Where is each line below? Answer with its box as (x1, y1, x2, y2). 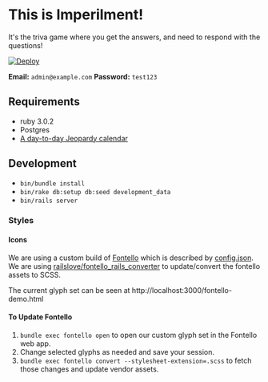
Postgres (19, 124, 50, 134)
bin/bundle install (19, 179, 86, 188)
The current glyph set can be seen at (8, 285, 130, 295)
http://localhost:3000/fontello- (131, 285, 232, 295)
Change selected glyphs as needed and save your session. (19, 347, 214, 356)
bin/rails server (19, 197, 78, 205)
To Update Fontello (8, 312, 73, 322)
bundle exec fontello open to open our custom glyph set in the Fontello (19, 330, 258, 339)
